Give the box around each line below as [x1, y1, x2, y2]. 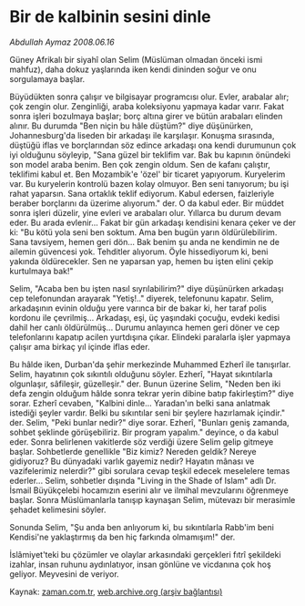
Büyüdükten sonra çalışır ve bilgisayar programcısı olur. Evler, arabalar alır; [9, 91, 290, 102]
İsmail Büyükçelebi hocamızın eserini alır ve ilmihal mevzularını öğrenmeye [9, 485, 289, 496]
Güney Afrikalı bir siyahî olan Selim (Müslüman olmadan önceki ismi [9, 54, 263, 65]
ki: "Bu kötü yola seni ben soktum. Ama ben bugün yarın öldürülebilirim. [9, 226, 278, 238]
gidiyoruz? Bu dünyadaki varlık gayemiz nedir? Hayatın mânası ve [9, 456, 255, 467]
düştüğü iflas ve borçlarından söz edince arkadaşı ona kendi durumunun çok [9, 139, 297, 150]
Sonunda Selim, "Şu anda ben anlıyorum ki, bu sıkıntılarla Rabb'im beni [9, 521, 275, 532]
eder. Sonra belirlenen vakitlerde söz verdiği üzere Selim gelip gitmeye [9, 436, 274, 447]
